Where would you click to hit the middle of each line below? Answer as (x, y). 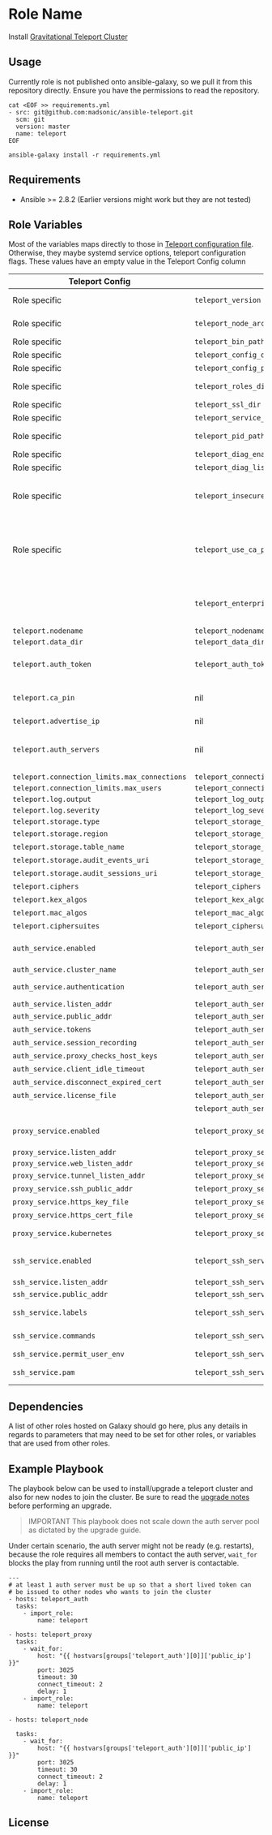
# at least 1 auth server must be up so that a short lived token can (130, 1585)
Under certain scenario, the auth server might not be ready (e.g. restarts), (131, 1546)
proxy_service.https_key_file (71, 1202)
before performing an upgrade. (60, 1505)
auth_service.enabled (54, 949)
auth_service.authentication (68, 987)
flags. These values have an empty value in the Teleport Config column (127, 261)
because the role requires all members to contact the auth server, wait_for (133, 1554)
